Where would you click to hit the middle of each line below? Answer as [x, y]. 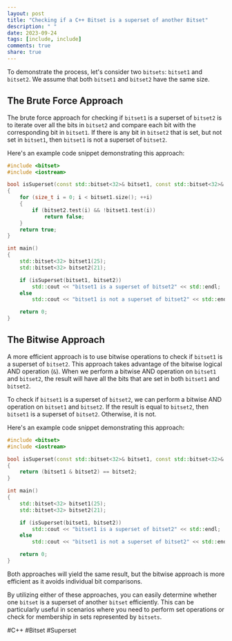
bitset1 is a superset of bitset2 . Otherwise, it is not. [82, 414]
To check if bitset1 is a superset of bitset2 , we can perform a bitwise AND [115, 399]
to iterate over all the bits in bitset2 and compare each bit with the [101, 124]
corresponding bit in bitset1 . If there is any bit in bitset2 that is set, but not [115, 132]
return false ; [64, 216]
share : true [24, 53]
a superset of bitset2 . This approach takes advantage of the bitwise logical [115, 364]
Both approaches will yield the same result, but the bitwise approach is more [116, 574]
